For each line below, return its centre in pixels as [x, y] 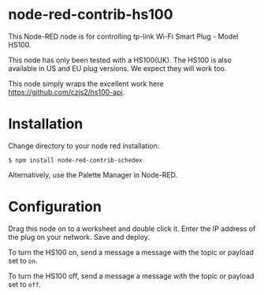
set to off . [25, 284]
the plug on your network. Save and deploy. [79, 237]
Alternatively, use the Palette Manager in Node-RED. [93, 174]
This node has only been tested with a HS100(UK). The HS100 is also [120, 60]
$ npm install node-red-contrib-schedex [76, 160]
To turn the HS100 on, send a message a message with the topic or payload [131, 252]
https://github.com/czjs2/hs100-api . [67, 91]
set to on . [23, 260]
